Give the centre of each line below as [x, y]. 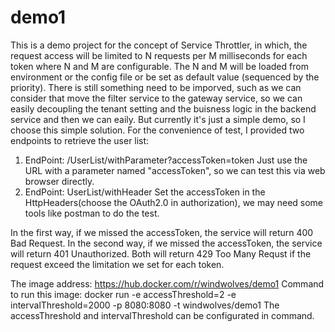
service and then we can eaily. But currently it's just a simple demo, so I [158, 119]
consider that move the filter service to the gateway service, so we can [156, 98]
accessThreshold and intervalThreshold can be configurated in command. [162, 315]
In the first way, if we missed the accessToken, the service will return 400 [162, 232]
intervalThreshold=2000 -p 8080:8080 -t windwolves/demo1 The [145, 305]
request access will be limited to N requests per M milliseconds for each [159, 55]
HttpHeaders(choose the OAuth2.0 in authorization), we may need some [174, 202]
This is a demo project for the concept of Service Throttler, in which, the [159, 45]
